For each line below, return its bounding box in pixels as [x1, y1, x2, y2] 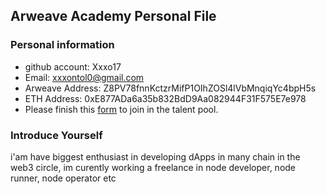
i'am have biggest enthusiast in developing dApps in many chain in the [10, 150, 301, 163]
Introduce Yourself [10, 128, 103, 142]
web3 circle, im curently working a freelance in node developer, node [10, 161, 297, 173]
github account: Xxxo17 [24, 60, 122, 73]
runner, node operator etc [10, 172, 117, 184]
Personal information [10, 38, 115, 52]
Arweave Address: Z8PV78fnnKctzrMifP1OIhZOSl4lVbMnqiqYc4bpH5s [24, 82, 317, 94]
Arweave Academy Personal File [10, 8, 217, 25]
